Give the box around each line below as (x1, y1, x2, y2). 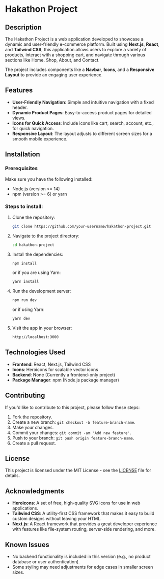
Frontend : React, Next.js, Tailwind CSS (12, 361, 91, 367)
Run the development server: (12, 288, 71, 294)
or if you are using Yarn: (12, 270, 61, 275)
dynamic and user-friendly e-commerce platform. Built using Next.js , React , (5, 41, 160, 47)
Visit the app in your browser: (12, 325, 72, 331)
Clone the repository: (12, 214, 55, 220)
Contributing (5, 391, 45, 400)
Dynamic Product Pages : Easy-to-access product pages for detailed (12, 109, 152, 115)
